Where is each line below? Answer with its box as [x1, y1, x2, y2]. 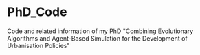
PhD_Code [7, 4, 67, 20]
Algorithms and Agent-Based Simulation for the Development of [7, 34, 188, 42]
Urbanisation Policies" [7, 41, 70, 49]
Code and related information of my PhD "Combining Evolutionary [7, 27, 194, 35]
